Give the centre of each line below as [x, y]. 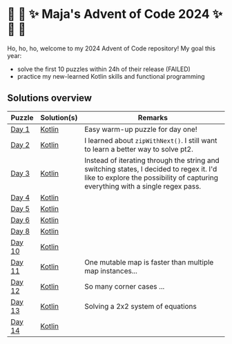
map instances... [111, 271]
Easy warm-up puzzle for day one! [141, 129]
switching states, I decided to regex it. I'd [151, 169]
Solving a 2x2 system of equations [140, 306]
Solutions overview [49, 98]
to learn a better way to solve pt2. [138, 149]
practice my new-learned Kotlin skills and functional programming [111, 76]
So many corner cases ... [124, 286]
